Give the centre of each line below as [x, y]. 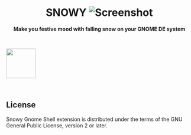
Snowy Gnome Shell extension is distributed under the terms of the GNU [94, 119]
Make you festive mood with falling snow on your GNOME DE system [99, 29]
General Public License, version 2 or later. [57, 125]
